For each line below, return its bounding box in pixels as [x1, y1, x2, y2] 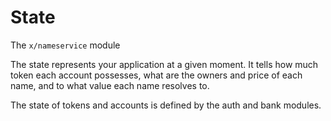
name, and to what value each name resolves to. [10, 79, 210, 91]
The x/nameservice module [10, 39, 121, 51]
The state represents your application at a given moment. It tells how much [10, 58, 319, 70]
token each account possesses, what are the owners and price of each [10, 69, 303, 81]
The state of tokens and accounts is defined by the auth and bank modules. [10, 99, 322, 111]
